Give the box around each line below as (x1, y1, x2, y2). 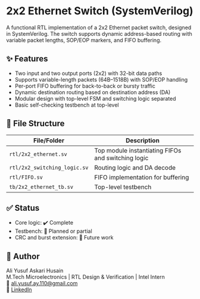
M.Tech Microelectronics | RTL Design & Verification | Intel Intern (6, 273, 165, 281)
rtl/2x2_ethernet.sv (9, 151, 67, 157)
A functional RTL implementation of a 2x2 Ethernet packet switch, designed (6, 24, 192, 31)
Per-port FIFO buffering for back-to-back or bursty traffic (14, 82, 156, 89)
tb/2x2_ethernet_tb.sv (9, 183, 73, 190)
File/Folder (33, 136, 64, 144)
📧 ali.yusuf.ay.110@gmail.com (6, 280, 78, 287)
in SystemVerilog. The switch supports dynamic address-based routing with (6, 30, 192, 37)
